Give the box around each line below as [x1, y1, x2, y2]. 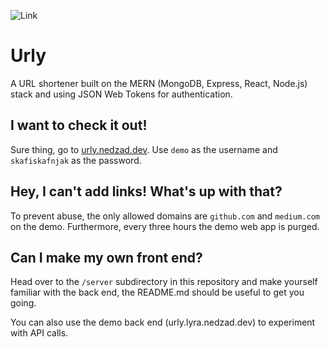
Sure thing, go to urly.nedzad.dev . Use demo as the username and [10, 143, 278, 155]
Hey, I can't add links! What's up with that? [10, 183, 283, 200]
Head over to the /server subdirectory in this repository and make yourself [10, 276, 318, 288]
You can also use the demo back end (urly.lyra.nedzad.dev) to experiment [10, 316, 316, 329]
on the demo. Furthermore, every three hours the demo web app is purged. [10, 220, 320, 232]
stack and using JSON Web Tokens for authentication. [10, 88, 233, 100]
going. [10, 297, 37, 309]
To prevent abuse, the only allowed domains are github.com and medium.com [10, 210, 320, 222]
